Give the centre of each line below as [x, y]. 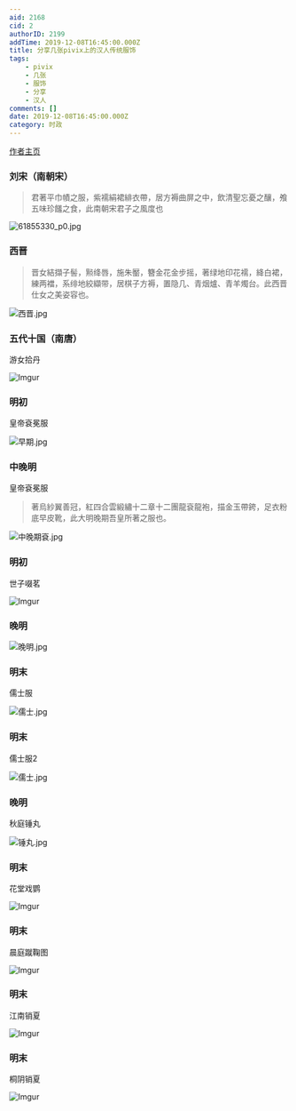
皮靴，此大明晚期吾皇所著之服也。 [109, 518]
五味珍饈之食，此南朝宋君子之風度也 [97, 209]
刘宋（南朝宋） [41, 176]
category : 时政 [36, 125]
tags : [19, 59]
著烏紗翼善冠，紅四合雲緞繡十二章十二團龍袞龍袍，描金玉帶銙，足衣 [155, 507]
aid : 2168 [27, 17]
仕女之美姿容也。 [62, 294]
